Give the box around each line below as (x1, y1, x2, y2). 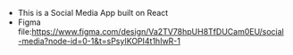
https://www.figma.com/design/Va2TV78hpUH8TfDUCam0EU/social (30, 27, 284, 36)
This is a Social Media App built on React (17, 8, 169, 18)
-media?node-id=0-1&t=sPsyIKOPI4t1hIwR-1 (17, 35, 181, 46)
